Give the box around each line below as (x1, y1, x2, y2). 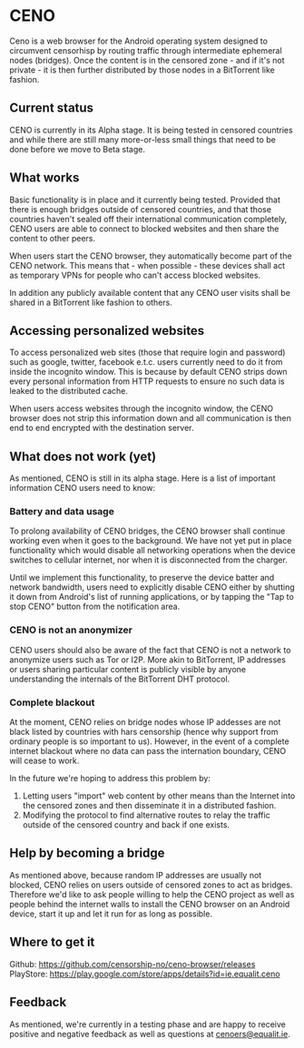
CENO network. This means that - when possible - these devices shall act (9, 260, 286, 270)
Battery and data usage (9, 505, 115, 518)
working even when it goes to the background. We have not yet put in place (9, 535, 292, 546)
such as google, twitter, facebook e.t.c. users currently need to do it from (9, 357, 283, 367)
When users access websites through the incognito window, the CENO (9, 403, 274, 414)
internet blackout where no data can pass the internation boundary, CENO (9, 746, 287, 757)
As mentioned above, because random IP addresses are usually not (9, 869, 262, 880)
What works (9, 170, 80, 186)
